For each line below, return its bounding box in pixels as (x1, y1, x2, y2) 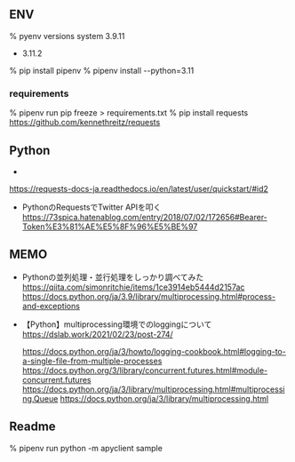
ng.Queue (21, 393, 59, 403)
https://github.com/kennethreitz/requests (9, 117, 161, 128)
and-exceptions (21, 300, 80, 311)
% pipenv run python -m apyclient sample (9, 442, 163, 453)
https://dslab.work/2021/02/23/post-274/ (21, 329, 173, 339)
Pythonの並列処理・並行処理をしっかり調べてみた (21, 271, 204, 283)
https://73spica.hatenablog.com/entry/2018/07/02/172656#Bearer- (21, 211, 268, 222)
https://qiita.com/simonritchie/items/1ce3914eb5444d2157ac (21, 282, 245, 292)
